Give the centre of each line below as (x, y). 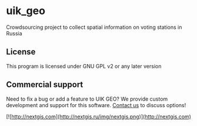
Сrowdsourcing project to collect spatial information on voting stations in (94, 27)
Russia (14, 33)
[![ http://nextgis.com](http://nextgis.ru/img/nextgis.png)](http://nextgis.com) (98, 117)
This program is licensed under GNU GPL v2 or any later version (84, 66)
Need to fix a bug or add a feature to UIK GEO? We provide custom (87, 99)
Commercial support (45, 84)
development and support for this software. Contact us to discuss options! (96, 105)
